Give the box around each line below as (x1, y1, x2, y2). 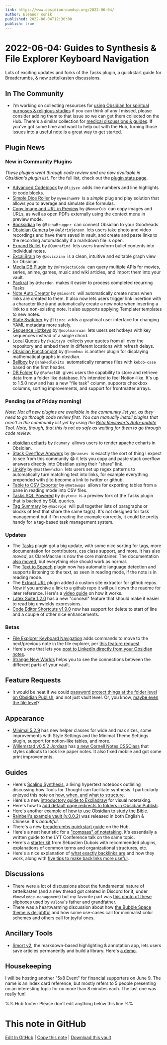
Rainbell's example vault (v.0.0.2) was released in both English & (12, 813, 144, 819)
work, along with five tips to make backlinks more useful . (12, 855, 129, 861)
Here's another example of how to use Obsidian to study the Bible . (12, 808, 149, 814)
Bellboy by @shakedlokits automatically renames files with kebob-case (12, 359, 156, 365)
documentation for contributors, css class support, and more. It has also (12, 548, 161, 554)
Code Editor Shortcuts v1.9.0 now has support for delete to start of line (12, 606, 158, 612)
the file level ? (12, 700, 40, 706)
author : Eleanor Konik (5, 12, 52, 17)
